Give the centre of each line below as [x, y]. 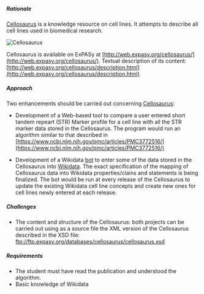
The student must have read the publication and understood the [96, 271]
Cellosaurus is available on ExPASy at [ [55, 54]
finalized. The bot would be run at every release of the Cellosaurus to [103, 179]
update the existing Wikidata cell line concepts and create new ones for [105, 186]
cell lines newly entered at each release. [66, 192]
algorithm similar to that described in [62, 134]
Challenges [21, 206]
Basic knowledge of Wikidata [52, 284]
